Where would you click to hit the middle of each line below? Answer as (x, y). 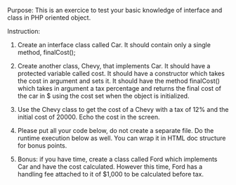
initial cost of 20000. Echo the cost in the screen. (88, 117)
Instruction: (24, 31)
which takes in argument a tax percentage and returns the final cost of (119, 88)
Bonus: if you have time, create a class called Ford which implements (117, 159)
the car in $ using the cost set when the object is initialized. (103, 96)
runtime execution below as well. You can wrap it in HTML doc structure (122, 138)
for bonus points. (42, 146)
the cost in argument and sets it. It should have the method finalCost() (118, 81)
